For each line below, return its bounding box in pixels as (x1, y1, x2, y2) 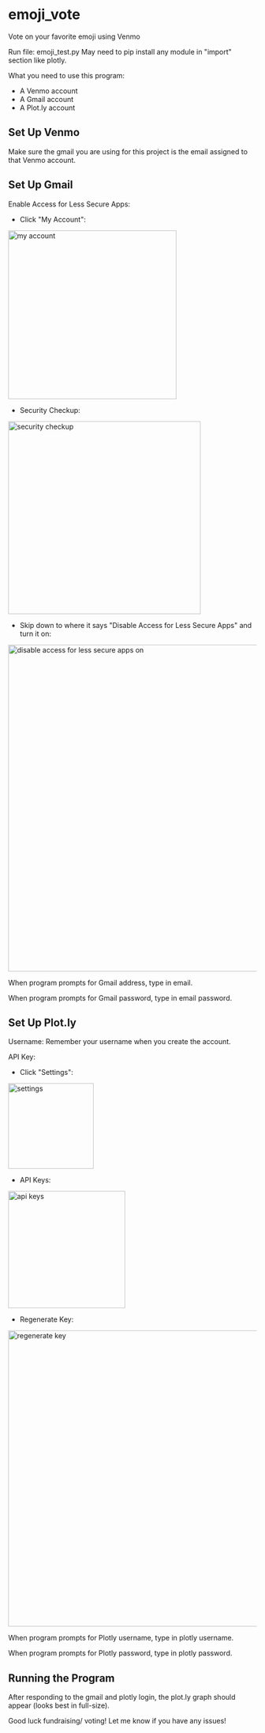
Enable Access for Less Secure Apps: (8, 199, 131, 209)
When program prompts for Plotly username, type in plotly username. (8, 1633, 234, 1643)
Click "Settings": (19, 1068, 73, 1077)
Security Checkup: (19, 405, 80, 414)
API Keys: (19, 1175, 51, 1185)
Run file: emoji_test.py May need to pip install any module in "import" (8, 47, 233, 56)
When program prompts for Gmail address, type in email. (8, 978, 193, 987)
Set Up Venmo (8, 126, 80, 139)
